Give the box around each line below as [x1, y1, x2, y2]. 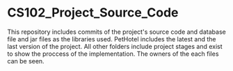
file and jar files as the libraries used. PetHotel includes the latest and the [7, 34, 217, 43]
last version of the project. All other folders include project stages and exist [7, 42, 223, 50]
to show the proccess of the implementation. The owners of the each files [7, 50, 219, 58]
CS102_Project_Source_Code [7, 5, 179, 21]
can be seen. [7, 57, 45, 65]
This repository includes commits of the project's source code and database [7, 28, 226, 36]
